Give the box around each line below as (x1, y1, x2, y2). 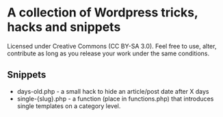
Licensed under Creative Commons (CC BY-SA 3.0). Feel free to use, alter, (7, 42, 217, 50)
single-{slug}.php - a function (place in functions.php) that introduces (16, 94, 214, 103)
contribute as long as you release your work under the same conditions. (7, 49, 210, 57)
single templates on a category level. (16, 101, 121, 110)
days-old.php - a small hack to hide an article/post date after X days (16, 87, 209, 95)
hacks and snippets (7, 19, 121, 35)
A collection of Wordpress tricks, (7, 5, 198, 21)
